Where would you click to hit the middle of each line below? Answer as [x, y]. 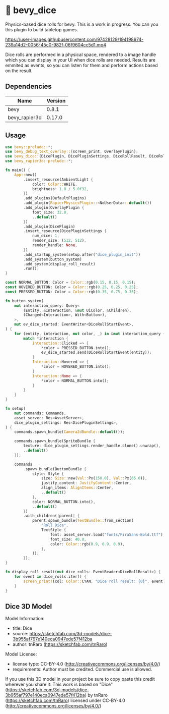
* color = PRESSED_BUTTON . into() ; [76, 348]
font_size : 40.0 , [68, 539]
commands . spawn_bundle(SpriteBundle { [55, 441]
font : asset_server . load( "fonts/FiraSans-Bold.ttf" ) [107, 534]
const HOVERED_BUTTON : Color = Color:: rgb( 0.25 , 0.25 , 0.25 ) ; [72, 287]
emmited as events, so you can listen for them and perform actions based [82, 65]
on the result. [19, 71]
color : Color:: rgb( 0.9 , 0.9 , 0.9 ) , [87, 544]
